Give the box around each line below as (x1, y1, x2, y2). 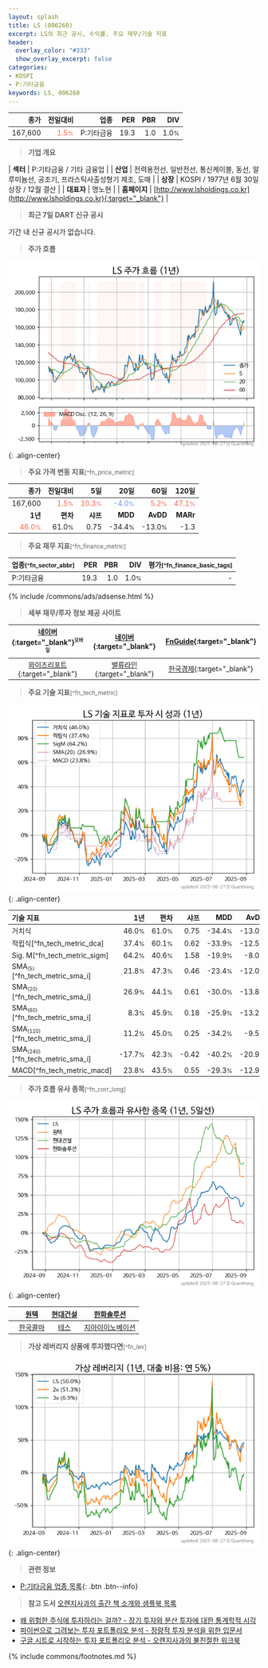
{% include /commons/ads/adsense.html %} (8, 591, 154, 601)
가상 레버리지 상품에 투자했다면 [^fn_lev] (27, 1342, 147, 1351)
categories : (8, 64, 48, 72)
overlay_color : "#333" (15, 46, 91, 55)
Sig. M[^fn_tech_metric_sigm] (11, 950, 109, 960)
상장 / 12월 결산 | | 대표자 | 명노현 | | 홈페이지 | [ (8, 184, 157, 194)
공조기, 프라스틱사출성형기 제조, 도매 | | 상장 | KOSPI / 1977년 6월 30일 (37, 174, 259, 184)
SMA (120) (11, 1024, 41, 1034)
